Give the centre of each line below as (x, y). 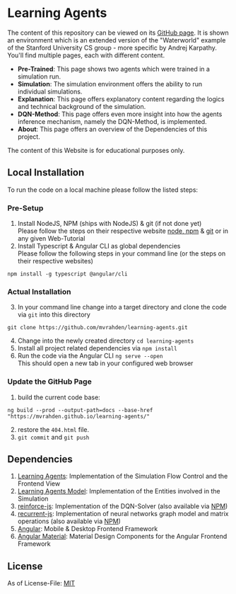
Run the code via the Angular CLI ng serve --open (90, 356)
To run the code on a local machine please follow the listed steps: (103, 190)
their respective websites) (55, 261)
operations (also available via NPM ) (69, 521)
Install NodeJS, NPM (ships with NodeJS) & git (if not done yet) (110, 224)
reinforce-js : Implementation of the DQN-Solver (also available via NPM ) (123, 506)
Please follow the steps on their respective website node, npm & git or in (123, 231)
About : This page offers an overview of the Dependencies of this (112, 129)
